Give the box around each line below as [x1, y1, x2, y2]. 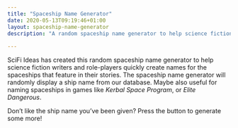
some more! [7, 114, 42, 123]
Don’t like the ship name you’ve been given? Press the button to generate [7, 107, 222, 115]
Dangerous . [7, 93, 42, 102]
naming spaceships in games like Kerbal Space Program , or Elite [7, 86, 196, 94]
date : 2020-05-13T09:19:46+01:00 [7, 17, 106, 24]
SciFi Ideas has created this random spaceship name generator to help [7, 56, 214, 64]
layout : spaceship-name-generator [7, 23, 110, 30]
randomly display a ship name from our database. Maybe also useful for [7, 78, 217, 87]
